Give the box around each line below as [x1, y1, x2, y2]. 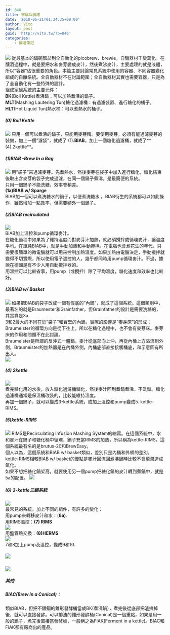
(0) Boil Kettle [5, 118, 34, 124]
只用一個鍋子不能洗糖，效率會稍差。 [5, 181, 81, 188]
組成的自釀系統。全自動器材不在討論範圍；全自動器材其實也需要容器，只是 [5, 74, 160, 80]
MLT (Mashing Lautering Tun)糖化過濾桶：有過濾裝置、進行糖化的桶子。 [5, 99, 154, 105]
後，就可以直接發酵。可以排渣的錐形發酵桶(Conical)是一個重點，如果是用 [5, 611, 157, 617]
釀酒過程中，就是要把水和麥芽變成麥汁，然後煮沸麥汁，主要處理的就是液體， [5, 61, 165, 67]
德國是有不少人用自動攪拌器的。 [14, 262, 81, 268]
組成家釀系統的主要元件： [5, 87, 59, 93]
